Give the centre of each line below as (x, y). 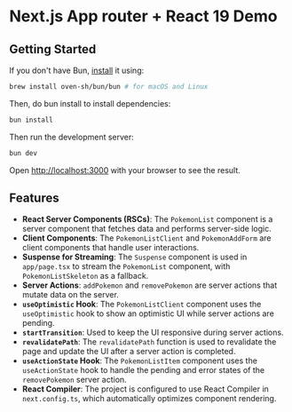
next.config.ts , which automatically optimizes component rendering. (149, 399)
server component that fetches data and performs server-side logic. (147, 229)
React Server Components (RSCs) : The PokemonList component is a (147, 219)
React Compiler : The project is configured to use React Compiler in (145, 389)
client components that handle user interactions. (110, 248)
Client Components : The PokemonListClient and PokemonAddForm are (146, 238)
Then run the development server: (72, 137)
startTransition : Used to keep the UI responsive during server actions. (153, 333)
